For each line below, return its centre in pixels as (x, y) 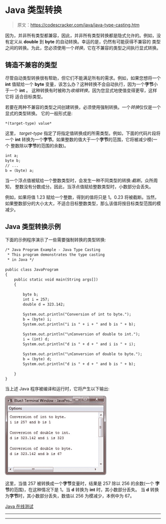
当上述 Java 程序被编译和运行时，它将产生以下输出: (57, 388)
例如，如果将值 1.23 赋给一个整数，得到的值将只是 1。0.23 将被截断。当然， (82, 197)
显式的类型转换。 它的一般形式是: (39, 113)
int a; (12, 155)
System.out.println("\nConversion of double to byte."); (83, 354)
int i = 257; (36, 299)
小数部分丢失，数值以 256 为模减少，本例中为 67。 (83, 496)
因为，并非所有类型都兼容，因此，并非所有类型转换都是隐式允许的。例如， (81, 35)
